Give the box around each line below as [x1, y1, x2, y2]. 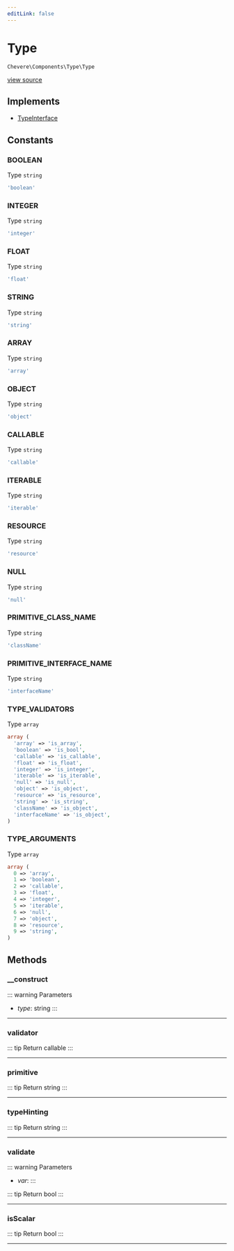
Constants [7, 134, 54, 146]
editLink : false [7, 10, 54, 17]
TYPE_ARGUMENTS [7, 834, 77, 844]
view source [7, 75, 42, 84]
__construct [7, 975, 49, 984]
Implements [7, 95, 61, 107]
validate [7, 1147, 36, 1156]
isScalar [7, 1213, 36, 1223]
